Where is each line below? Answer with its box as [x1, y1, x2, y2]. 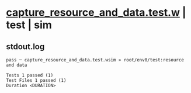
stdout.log [6, 42, 45, 51]
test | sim [6, 18, 53, 32]
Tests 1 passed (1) [6, 73, 54, 78]
